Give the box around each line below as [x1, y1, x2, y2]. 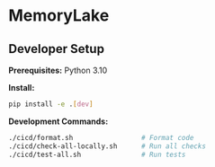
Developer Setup [8, 41, 105, 57]
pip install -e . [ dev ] [8, 100, 94, 109]
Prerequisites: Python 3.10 [8, 65, 108, 75]
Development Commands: [8, 116, 109, 127]
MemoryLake [8, 5, 110, 26]
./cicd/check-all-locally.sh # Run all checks [8, 141, 206, 151]
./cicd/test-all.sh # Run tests [8, 150, 186, 159]
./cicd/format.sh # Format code [8, 133, 194, 142]
